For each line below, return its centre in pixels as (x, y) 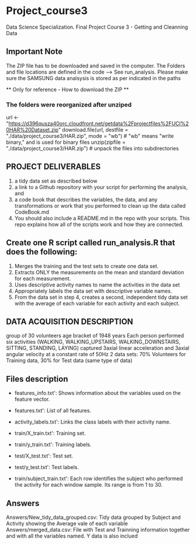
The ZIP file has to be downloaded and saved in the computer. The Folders (96, 66)
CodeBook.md (32, 212)
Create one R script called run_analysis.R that (91, 243)
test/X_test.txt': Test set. (44, 456)
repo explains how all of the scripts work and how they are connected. (99, 224)
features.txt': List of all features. (53, 411)
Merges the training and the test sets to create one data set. (86, 266)
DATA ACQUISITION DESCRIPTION (70, 322)
